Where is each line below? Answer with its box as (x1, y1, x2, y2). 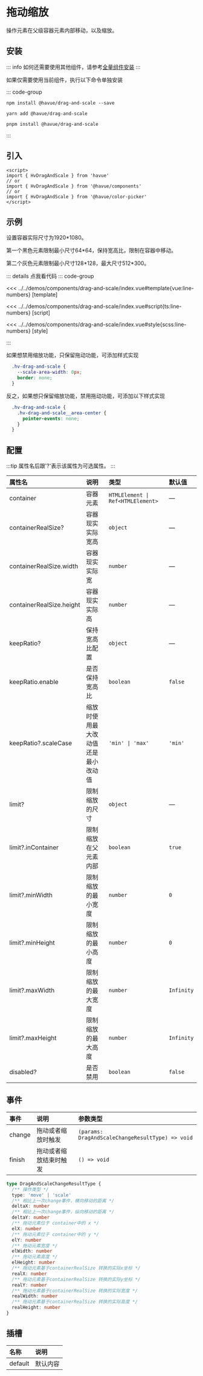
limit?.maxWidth (9, 986, 55, 995)
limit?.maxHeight (9, 1034, 57, 1042)
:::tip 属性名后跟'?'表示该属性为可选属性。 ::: (6, 462, 116, 469)
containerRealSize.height (9, 601, 80, 609)
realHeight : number (11, 1305, 61, 1311)
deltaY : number (11, 1215, 50, 1221)
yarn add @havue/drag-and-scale (6, 110, 88, 117)
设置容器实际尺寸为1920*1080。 (6, 234, 87, 241)
